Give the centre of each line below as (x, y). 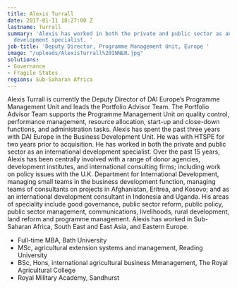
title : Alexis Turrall (41, 14)
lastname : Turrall (34, 27)
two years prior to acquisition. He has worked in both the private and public (117, 144)
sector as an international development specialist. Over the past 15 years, (114, 152)
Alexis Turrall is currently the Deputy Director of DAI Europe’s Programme (114, 99)
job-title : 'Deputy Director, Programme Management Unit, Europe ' (109, 47)
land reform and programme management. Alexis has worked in (100, 219)
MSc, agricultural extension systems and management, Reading (110, 248)
